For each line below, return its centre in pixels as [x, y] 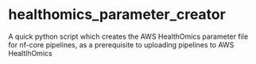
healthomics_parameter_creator [117, 15]
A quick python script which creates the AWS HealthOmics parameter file [128, 36]
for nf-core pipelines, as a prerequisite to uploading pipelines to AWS [121, 44]
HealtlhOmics [31, 53]
